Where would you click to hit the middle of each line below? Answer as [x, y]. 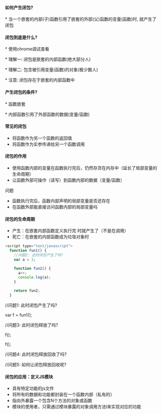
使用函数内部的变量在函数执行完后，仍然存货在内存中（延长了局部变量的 [84, 168]
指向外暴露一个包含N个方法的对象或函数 [52, 401]
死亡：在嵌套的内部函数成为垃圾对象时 [50, 237]
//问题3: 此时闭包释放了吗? [32, 325]
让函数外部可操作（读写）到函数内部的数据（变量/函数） [68, 180]
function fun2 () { [32, 268]
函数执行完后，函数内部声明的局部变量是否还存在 [61, 201]
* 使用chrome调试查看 [27, 49]
